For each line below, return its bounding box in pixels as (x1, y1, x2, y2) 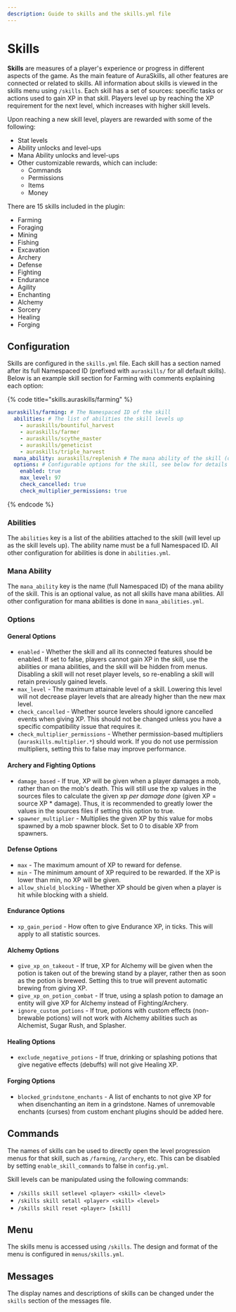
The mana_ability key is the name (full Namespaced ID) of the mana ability (7, 582, 224, 591)
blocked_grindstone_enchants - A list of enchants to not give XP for (17, 1092, 212, 1101)
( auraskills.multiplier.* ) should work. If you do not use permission (17, 737, 218, 746)
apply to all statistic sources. (17, 930, 100, 938)
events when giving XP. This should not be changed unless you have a (17, 715, 222, 723)
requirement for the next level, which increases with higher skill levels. (7, 101, 211, 110)
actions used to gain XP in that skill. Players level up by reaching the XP (7, 94, 214, 102)
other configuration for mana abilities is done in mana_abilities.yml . (7, 597, 204, 606)
